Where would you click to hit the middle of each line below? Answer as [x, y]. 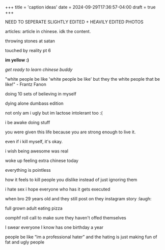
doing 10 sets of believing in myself [41, 94]
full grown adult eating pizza [34, 208]
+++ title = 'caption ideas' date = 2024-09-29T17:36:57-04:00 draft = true [80, 7]
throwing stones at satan [30, 41]
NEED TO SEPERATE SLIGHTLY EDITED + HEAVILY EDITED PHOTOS [74, 22]
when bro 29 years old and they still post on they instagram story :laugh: [78, 199]
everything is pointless [28, 170]
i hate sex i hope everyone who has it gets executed [58, 189]
